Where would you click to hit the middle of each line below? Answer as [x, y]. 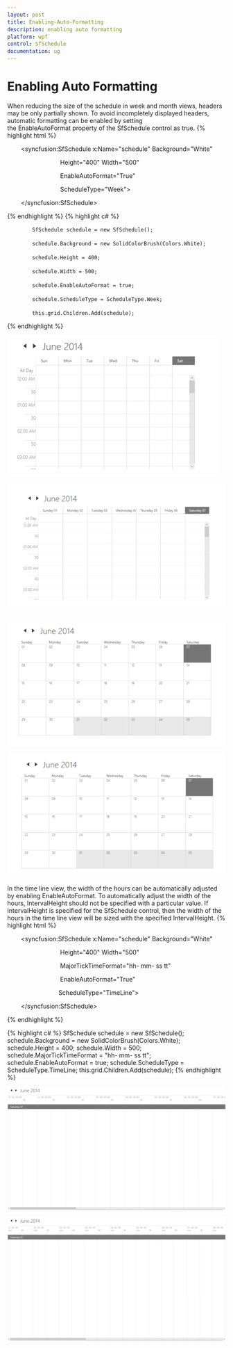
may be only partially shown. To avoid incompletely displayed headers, [108, 113]
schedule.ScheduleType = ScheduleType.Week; [97, 299]
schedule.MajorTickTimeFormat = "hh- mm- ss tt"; [79, 1055]
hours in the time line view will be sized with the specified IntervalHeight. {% [116, 918]
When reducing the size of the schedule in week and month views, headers [115, 106]
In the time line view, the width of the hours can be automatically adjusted [112, 888]
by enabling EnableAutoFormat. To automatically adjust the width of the [109, 895]
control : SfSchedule [37, 44]
